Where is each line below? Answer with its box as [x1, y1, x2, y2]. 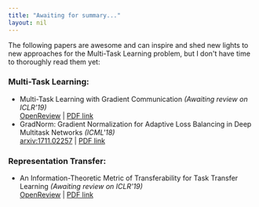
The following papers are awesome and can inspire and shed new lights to [8, 40, 249, 49]
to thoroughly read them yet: [8, 56, 100, 67]
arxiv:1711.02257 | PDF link [19, 136, 106, 145]
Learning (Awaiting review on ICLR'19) [19, 182, 144, 191]
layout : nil [8, 19, 47, 27]
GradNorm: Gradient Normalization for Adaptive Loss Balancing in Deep [19, 119, 252, 129]
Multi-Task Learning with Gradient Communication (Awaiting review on [19, 94, 249, 103]
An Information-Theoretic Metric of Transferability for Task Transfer [19, 173, 239, 183]
